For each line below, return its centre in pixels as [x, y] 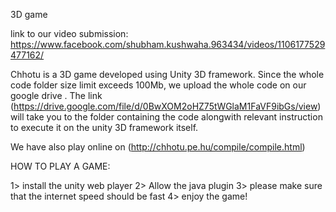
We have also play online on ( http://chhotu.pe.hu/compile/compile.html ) [158, 147]
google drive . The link [56, 95]
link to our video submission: [69, 33]
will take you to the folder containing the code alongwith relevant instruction [166, 117]
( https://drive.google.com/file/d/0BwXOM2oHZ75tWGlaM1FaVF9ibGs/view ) [166, 106]
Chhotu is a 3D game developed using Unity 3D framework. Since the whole [167, 74]
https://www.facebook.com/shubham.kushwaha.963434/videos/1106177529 [168, 44]
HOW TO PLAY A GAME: [60, 166]
